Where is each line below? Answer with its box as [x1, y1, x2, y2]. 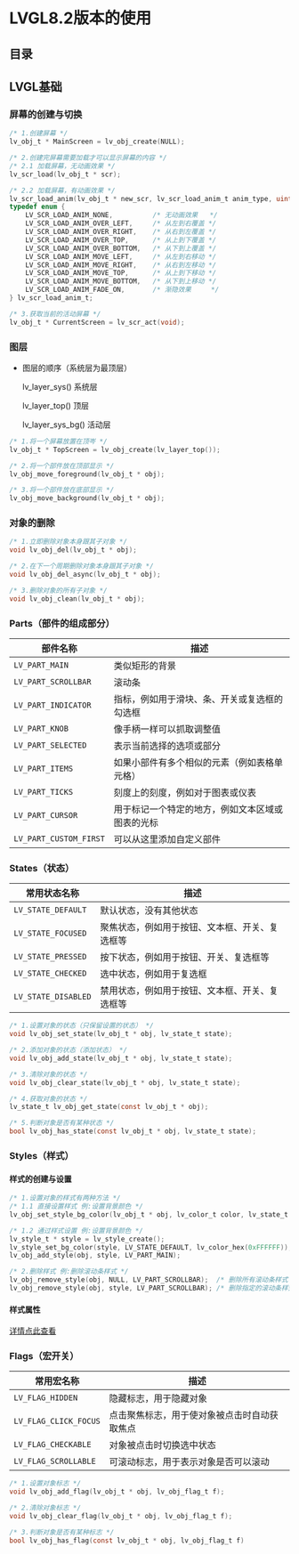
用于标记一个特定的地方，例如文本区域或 [113, 803, 283, 815]
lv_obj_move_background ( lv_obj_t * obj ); [9, 494, 166, 503]
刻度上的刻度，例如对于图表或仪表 [113, 787, 256, 799]
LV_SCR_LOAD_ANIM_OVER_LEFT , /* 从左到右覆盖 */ [25, 219, 217, 228]
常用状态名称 [25, 887, 80, 900]
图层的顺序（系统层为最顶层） [21, 362, 132, 373]
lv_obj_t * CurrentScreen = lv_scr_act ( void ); [9, 318, 185, 327]
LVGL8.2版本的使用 [9, 8, 151, 28]
